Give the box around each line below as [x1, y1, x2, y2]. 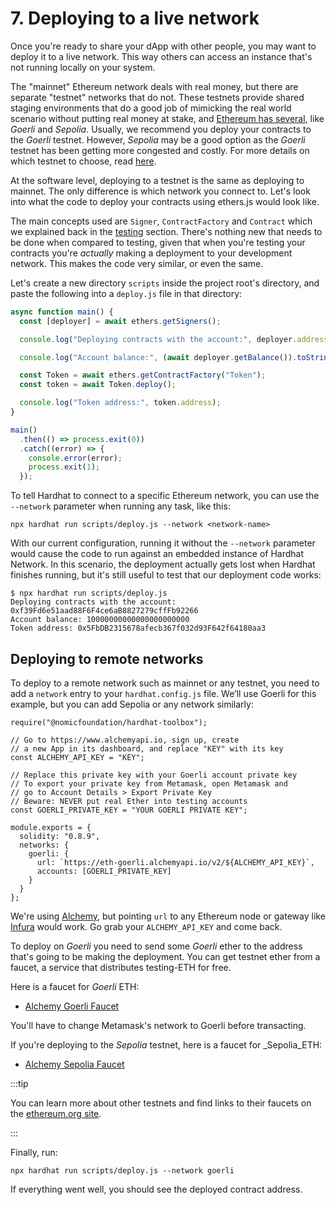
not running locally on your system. [10, 61, 156, 73]
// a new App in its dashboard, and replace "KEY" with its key [10, 744, 284, 754]
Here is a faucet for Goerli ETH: [10, 981, 140, 992]
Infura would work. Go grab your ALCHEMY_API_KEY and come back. [10, 921, 283, 932]
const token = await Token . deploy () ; [19, 380, 177, 390]
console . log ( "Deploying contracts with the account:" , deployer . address [19, 334, 329, 344]
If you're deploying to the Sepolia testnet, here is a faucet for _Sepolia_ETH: [10, 1039, 323, 1051]
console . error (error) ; [28, 453, 123, 463]
